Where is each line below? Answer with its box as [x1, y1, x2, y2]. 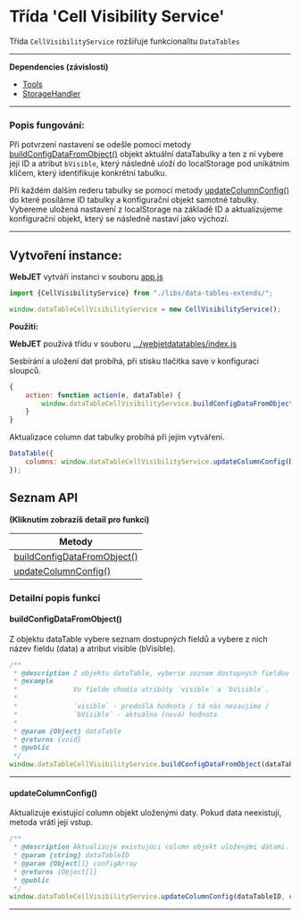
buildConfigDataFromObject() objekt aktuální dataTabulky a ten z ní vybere [9, 149, 284, 160]
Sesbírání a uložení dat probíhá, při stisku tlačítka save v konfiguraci [9, 355, 259, 366]
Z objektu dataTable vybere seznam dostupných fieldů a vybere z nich [9, 633, 268, 644]
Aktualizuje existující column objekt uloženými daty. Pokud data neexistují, [9, 807, 282, 818]
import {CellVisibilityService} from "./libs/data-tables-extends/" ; [9, 288, 274, 298]
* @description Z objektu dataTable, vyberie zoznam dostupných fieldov [12, 668, 290, 678]
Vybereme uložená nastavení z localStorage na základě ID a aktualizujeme [9, 204, 283, 215]
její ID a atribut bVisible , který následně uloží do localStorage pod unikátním [9, 158, 290, 169]
